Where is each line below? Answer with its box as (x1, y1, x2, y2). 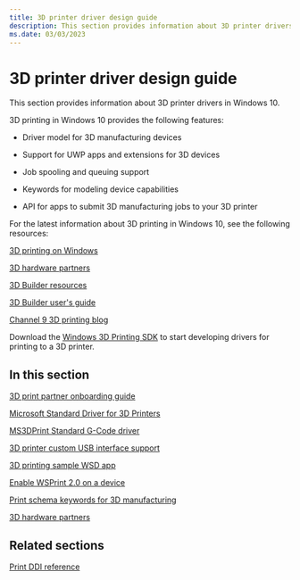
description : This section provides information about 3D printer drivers (9, 21, 294, 30)
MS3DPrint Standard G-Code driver (9, 426, 140, 436)
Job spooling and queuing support (21, 167, 150, 178)
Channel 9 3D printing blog (9, 314, 109, 326)
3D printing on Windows (9, 245, 98, 256)
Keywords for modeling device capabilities (21, 184, 179, 195)
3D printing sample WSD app (9, 460, 116, 471)
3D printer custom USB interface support (9, 443, 161, 453)
